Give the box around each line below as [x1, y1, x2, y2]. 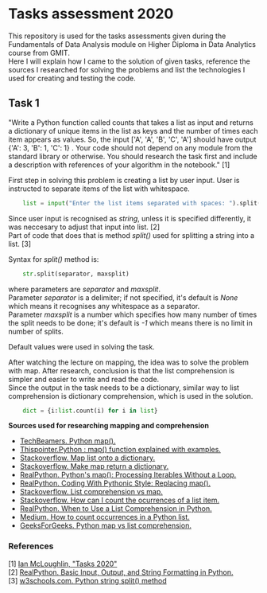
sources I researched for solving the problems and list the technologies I [8, 64, 246, 74]
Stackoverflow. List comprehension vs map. [19, 487, 163, 497]
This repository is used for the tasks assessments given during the [8, 31, 226, 41]
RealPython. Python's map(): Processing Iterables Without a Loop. [19, 470, 237, 480]
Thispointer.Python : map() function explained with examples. [19, 445, 221, 455]
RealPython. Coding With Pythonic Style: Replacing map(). [19, 478, 211, 488]
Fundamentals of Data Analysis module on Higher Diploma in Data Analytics [8, 39, 257, 49]
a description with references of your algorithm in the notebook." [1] [8, 160, 230, 170]
